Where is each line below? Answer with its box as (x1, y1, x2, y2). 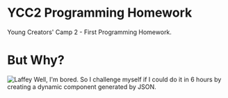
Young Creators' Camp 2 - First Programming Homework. (7, 28, 172, 36)
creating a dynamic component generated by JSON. (7, 82, 156, 91)
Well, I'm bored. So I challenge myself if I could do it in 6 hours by (33, 75, 222, 83)
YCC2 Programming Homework (7, 5, 193, 21)
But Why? (7, 52, 65, 68)
